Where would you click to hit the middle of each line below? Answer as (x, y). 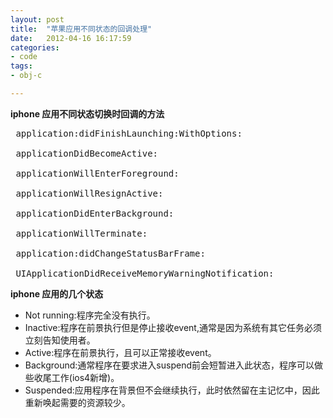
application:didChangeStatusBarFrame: (110, 253)
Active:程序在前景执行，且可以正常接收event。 (120, 352)
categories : (35, 47)
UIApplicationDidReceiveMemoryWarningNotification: (145, 273)
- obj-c (26, 76)
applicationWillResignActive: (89, 193)
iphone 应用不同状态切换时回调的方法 (87, 113)
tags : (21, 66)
